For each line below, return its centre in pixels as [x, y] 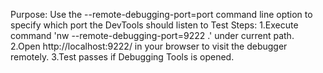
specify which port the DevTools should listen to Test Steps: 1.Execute [154, 25]
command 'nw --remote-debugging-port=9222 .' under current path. [152, 35]
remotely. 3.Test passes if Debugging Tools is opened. [122, 57]
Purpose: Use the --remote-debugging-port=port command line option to [161, 14]
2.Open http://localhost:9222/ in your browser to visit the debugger [149, 46]
